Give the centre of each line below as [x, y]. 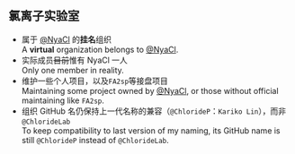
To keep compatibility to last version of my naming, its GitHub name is [151, 130]
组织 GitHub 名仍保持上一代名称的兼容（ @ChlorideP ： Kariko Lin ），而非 [154, 111]
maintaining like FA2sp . [63, 100]
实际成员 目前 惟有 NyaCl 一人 [74, 60]
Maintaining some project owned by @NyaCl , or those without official [150, 90]
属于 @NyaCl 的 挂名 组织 [67, 39]
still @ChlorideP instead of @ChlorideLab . [95, 140]
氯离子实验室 [44, 16]
